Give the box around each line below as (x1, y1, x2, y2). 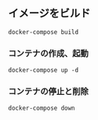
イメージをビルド (8, 6, 91, 21)
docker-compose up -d (8, 66, 79, 74)
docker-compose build (8, 28, 79, 36)
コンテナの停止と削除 (8, 86, 89, 97)
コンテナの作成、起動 (8, 47, 89, 58)
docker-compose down (8, 104, 76, 112)
